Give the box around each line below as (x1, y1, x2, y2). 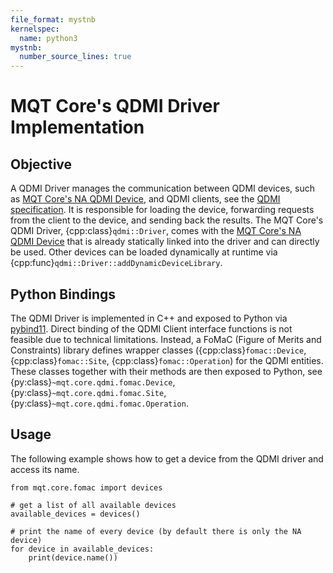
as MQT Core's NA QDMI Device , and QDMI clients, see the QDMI (10, 193, 281, 205)
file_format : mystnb (10, 14, 97, 25)
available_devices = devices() (10, 509, 141, 519)
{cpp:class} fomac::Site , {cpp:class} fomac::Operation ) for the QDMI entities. (10, 354, 324, 366)
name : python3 (19, 33, 78, 43)
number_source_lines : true (19, 52, 132, 62)
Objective (10, 156, 73, 173)
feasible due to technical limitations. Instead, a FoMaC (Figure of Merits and (10, 333, 322, 345)
